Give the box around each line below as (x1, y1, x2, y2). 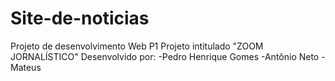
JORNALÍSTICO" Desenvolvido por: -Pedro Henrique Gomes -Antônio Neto (10, 50, 320, 62)
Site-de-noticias (10, 7, 150, 30)
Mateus (10, 61, 42, 73)
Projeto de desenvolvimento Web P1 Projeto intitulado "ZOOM (10, 40, 264, 52)
